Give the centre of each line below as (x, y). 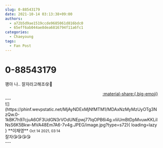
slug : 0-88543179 (23, 9)
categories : (17, 32)
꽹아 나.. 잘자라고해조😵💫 (29, 84)
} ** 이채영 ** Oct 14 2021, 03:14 (33, 130)
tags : (10, 41)
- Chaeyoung (22, 37)
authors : (14, 18)
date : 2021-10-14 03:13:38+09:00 (39, 14)
